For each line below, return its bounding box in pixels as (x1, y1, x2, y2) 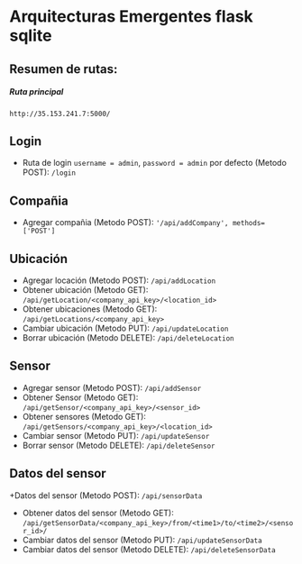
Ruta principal (9, 86, 64, 97)
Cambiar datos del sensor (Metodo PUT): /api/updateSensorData (22, 534, 263, 545)
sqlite (9, 25, 52, 46)
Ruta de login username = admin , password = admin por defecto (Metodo (22, 158, 287, 168)
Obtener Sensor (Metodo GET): (22, 392, 139, 403)
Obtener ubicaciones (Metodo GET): (22, 304, 158, 314)
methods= (232, 219, 266, 228)
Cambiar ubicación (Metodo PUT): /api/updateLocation (22, 323, 229, 333)
